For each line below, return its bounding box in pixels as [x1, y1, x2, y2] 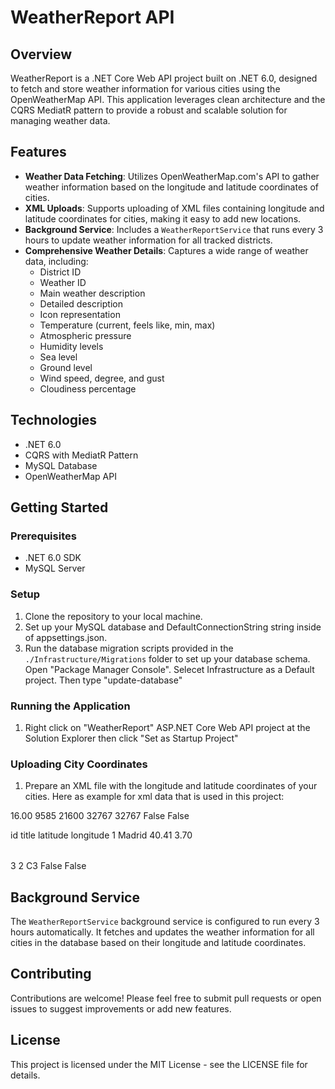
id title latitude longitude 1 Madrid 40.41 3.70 [10, 829, 193, 841]
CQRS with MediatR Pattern [24, 449, 139, 461]
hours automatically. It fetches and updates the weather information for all [10, 926, 315, 938]
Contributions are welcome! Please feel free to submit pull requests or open [10, 992, 322, 1004]
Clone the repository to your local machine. [24, 610, 203, 622]
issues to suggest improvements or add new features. [10, 1002, 232, 1015]
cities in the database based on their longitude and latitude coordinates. [10, 937, 307, 949]
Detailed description [39, 297, 123, 310]
